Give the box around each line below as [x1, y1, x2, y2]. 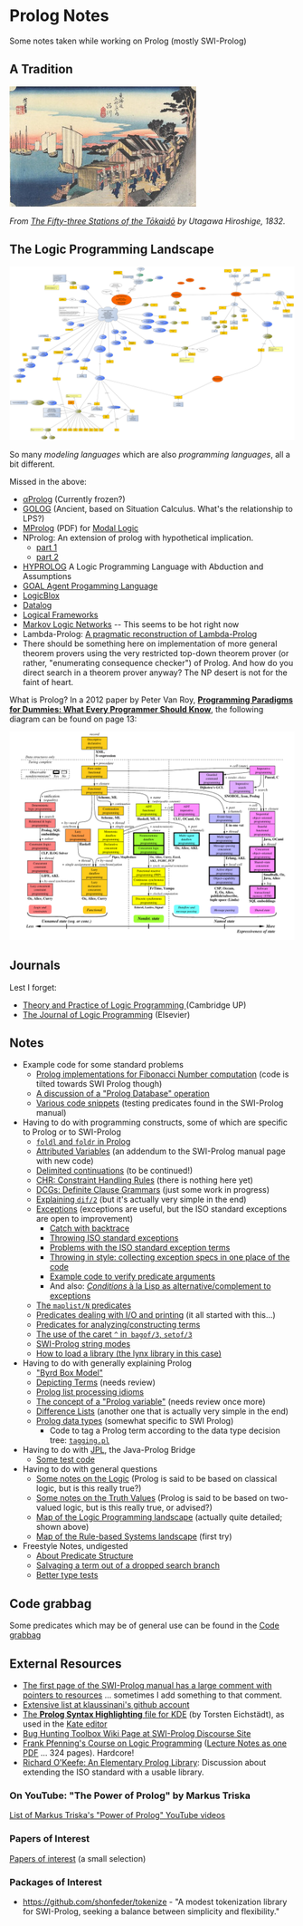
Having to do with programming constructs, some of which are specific [22, 1117, 288, 1128]
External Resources [9, 1656, 122, 1671]
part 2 [35, 551, 59, 562]
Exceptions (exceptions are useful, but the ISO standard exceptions [35, 1204, 288, 1215]
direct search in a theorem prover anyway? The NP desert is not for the [22, 667, 288, 678]
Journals [9, 958, 61, 973]
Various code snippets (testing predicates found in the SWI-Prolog [35, 1098, 284, 1108]
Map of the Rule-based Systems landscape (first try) [35, 1531, 232, 1542]
